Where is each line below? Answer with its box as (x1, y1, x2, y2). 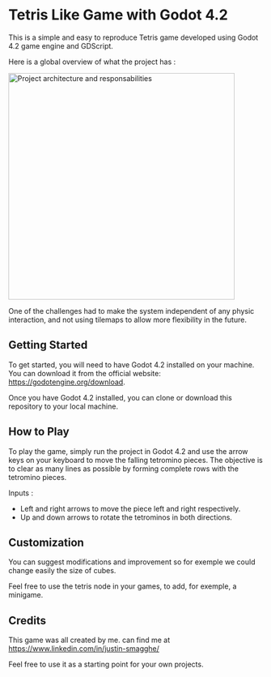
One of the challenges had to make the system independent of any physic (8, 306, 255, 315)
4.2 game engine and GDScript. (8, 41, 113, 50)
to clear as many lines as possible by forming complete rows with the (8, 464, 239, 473)
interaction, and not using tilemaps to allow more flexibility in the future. (8, 315, 247, 324)
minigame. (8, 590, 44, 600)
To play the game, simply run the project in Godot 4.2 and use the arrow (8, 446, 248, 456)
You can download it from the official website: (8, 368, 162, 378)
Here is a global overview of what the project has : (8, 57, 176, 66)
